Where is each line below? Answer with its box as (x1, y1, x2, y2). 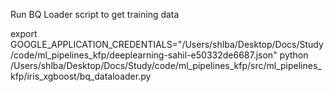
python (279, 49, 309, 61)
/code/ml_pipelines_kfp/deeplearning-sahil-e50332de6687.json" (10, 49, 278, 61)
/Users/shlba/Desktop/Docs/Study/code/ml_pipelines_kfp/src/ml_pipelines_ (10, 60, 322, 71)
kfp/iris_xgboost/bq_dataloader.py (10, 70, 152, 82)
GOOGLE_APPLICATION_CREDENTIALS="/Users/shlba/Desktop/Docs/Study (10, 39, 324, 50)
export (10, 28, 38, 39)
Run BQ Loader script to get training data (10, 9, 180, 20)
